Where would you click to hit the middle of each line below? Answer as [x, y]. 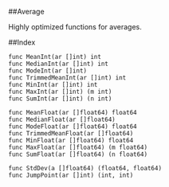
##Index [22, 42]
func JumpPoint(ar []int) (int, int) [71, 175]
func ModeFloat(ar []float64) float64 [73, 127]
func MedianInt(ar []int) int [59, 64]
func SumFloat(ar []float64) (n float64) [78, 154]
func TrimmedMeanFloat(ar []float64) [71, 134]
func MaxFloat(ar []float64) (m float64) [78, 147]
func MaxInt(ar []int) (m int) [60, 92]
